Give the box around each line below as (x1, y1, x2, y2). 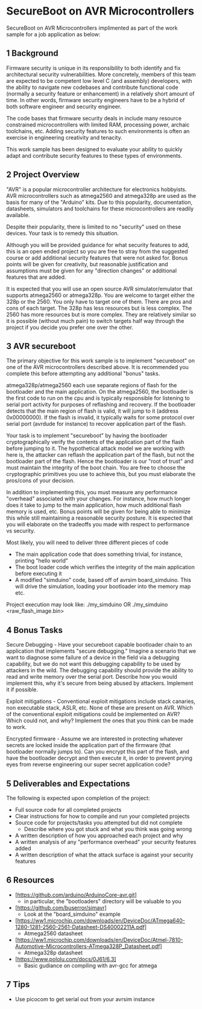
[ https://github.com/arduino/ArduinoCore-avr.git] (14, 891, 137, 898)
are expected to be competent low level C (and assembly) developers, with (6, 77, 192, 84)
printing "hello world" (14, 557, 68, 564)
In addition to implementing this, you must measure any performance (6, 489, 178, 496)
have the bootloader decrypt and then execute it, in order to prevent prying (6, 754, 193, 762)
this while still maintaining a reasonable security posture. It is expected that (6, 514, 193, 521)
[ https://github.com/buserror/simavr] (14, 904, 107, 911)
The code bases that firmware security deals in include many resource (6, 114, 182, 122)
